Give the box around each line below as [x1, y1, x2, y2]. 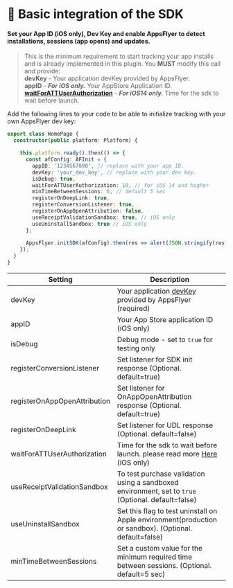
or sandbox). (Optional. [116, 523, 193, 533]
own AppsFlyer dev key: [7, 117, 76, 125]
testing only [116, 343, 155, 353]
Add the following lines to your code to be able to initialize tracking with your [7, 110, 226, 118]
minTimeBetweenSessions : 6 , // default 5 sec [32, 188, 166, 195]
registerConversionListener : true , [32, 201, 135, 208]
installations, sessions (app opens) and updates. [7, 37, 150, 45]
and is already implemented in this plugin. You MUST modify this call [24, 60, 221, 68]
